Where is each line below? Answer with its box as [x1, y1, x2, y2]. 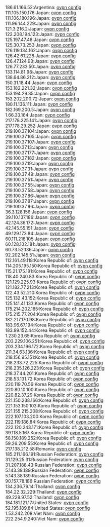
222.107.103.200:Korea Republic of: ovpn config [5, 413, 104, 420]
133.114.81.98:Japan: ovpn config [5, 69, 74, 75]
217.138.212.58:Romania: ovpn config [5, 446, 82, 451]
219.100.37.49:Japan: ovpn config [5, 171, 75, 177]
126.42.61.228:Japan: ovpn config [5, 53, 76, 59]
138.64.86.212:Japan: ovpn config [5, 74, 76, 80]
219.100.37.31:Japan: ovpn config [5, 166, 74, 172]
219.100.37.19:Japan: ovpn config [5, 161, 74, 166]
